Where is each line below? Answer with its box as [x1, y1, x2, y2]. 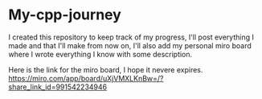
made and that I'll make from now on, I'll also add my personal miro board [8, 40, 252, 50]
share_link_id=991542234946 [8, 82, 107, 92]
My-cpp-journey [8, 6, 122, 24]
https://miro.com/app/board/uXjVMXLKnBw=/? [8, 73, 164, 83]
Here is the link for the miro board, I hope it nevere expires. [8, 64, 203, 74]
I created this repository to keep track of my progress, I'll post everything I [8, 32, 255, 42]
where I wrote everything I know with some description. [8, 49, 193, 59]
